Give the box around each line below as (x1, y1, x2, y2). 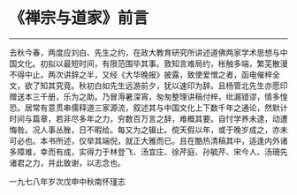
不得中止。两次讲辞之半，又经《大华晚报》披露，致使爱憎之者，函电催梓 (9, 69, 272, 79)
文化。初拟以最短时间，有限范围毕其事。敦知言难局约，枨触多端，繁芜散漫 (16, 58, 288, 69)
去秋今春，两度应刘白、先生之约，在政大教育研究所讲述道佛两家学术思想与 (9, 47, 280, 57)
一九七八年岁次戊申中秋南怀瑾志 (9, 176, 126, 186)
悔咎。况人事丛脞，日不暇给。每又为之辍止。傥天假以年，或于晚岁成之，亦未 (9, 124, 288, 135)
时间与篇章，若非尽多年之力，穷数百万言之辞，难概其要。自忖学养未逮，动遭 (9, 113, 288, 124)
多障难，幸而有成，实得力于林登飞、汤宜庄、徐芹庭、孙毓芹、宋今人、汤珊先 (9, 146, 288, 157)
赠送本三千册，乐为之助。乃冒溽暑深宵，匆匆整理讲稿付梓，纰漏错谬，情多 (9, 91, 280, 101)
